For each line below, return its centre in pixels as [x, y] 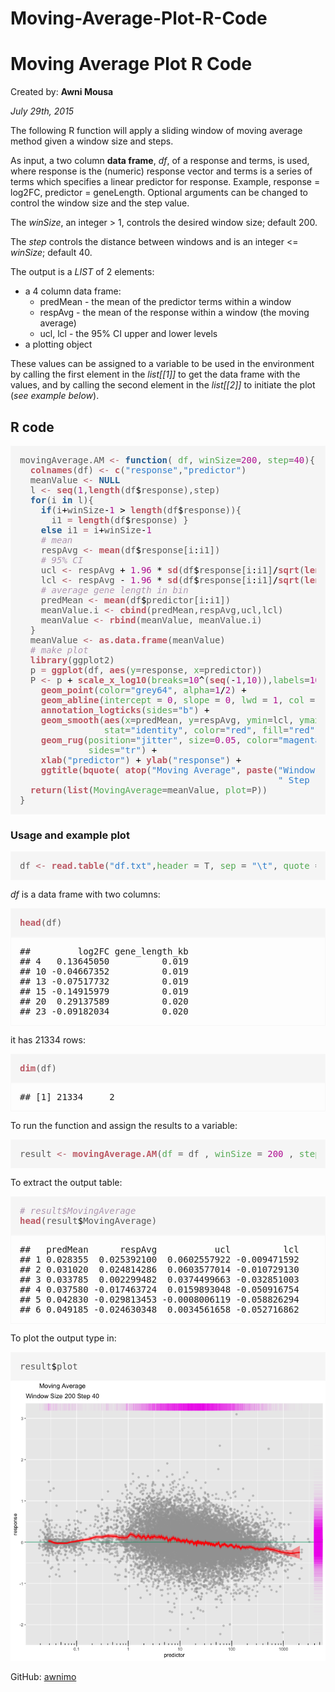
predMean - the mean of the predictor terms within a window [165, 302]
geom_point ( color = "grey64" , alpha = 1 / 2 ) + [143, 690]
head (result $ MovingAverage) [88, 1221]
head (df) [41, 923]
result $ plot [48, 1366]
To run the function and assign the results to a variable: [124, 1126]
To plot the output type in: [63, 1338]
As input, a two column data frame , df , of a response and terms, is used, [160, 161]
